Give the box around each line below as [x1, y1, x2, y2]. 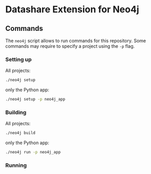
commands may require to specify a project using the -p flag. [5, 43, 135, 49]
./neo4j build [5, 130, 36, 136]
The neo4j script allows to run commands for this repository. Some [5, 37, 146, 44]
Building [5, 109, 27, 116]
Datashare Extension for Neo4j [5, 4, 140, 15]
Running [5, 162, 27, 169]
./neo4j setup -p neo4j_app [5, 96, 66, 102]
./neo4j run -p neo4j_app [5, 150, 61, 155]
